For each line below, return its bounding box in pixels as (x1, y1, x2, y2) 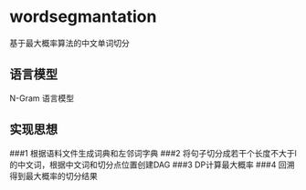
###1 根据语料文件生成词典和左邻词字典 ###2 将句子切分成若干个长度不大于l (9, 147, 297, 158)
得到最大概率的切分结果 (9, 170, 98, 181)
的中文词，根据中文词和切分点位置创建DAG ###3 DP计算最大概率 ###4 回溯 (9, 159, 295, 170)
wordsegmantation (9, 6, 157, 27)
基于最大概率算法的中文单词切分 (9, 37, 130, 48)
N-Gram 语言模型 (9, 93, 75, 104)
